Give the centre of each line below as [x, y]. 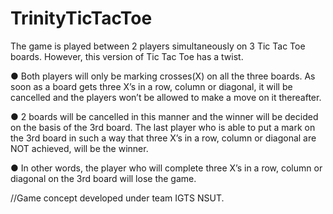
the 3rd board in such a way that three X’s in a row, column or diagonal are [163, 138]
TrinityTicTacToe [81, 18]
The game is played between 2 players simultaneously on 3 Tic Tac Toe [158, 46]
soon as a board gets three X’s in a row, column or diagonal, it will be [151, 86]
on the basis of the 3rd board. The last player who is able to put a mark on [163, 127]
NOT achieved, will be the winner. [79, 148]
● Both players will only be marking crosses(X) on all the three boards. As [163, 76]
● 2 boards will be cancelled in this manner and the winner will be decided [164, 116]
